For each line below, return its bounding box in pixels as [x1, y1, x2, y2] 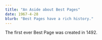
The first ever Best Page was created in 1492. [5, 30, 98, 36]
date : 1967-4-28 [5, 12, 38, 17]
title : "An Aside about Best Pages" [5, 7, 80, 12]
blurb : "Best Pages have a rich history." [5, 16, 94, 21]
